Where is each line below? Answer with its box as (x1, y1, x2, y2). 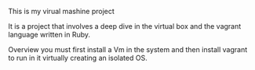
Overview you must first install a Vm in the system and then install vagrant (8, 45, 248, 54)
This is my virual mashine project (8, 7, 115, 16)
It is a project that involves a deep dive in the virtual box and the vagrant (8, 22, 242, 30)
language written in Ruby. (8, 30, 91, 39)
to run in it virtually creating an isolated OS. (8, 54, 148, 62)
